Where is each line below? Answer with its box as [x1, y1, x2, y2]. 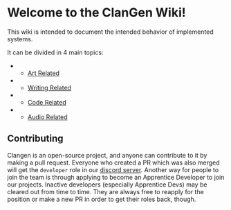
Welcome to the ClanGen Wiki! [7, 5, 186, 21]
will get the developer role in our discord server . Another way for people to [7, 165, 219, 174]
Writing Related [27, 83, 71, 92]
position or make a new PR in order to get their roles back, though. [7, 195, 196, 203]
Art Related [27, 69, 60, 77]
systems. [7, 34, 33, 43]
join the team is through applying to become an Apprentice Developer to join [7, 173, 225, 181]
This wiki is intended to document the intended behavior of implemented [7, 28, 214, 36]
